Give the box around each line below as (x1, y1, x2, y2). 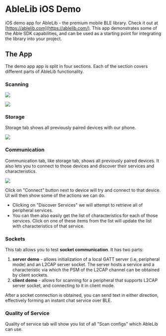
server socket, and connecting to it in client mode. (12, 282, 115, 288)
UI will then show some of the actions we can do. (5, 192, 106, 198)
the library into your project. (5, 36, 62, 42)
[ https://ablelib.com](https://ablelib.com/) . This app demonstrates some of (5, 25, 157, 31)
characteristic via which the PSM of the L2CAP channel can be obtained (12, 267, 160, 273)
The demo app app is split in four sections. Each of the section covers (5, 63, 148, 69)
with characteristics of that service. (12, 223, 85, 229)
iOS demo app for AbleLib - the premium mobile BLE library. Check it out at (5, 20, 159, 26)
